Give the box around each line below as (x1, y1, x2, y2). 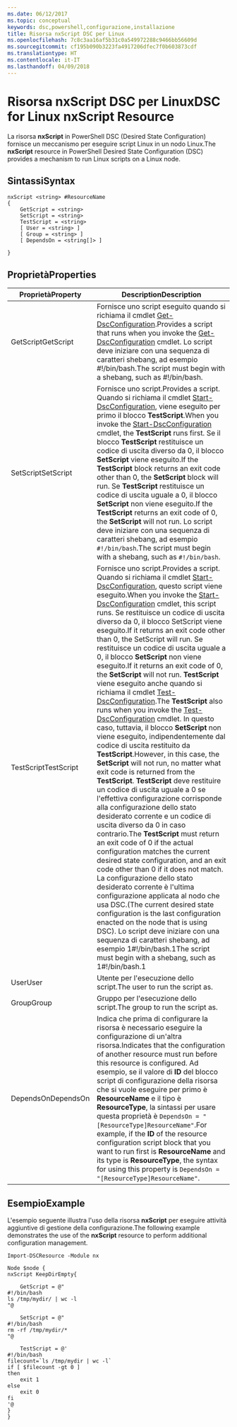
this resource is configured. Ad (96, 1058, 199, 1068)
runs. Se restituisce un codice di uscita (96, 608, 225, 618)
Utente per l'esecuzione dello (96, 973, 194, 983)
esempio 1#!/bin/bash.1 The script (96, 944, 210, 954)
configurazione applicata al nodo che (96, 891, 220, 901)
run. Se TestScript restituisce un (96, 481, 205, 491)
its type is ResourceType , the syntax (96, 1155, 219, 1165)
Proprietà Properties (7, 268, 97, 280)
